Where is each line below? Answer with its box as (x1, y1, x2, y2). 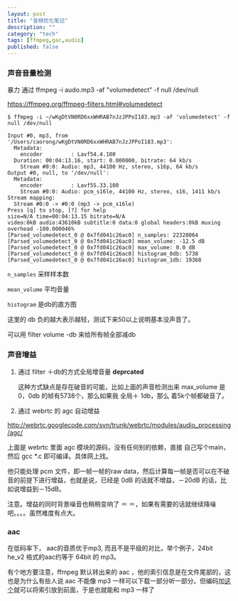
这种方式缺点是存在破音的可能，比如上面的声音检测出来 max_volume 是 (17, 382, 226, 391)
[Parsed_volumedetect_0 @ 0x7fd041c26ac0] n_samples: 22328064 (7, 232, 199, 239)
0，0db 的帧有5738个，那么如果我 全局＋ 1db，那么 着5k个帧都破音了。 (17, 391, 229, 400)
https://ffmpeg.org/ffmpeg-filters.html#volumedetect (7, 100, 163, 109)
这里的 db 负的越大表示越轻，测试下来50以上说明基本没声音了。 (7, 315, 195, 324)
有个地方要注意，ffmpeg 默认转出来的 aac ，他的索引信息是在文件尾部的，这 (7, 568, 231, 576)
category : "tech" (7, 30, 59, 38)
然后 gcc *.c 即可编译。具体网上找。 (7, 452, 112, 460)
